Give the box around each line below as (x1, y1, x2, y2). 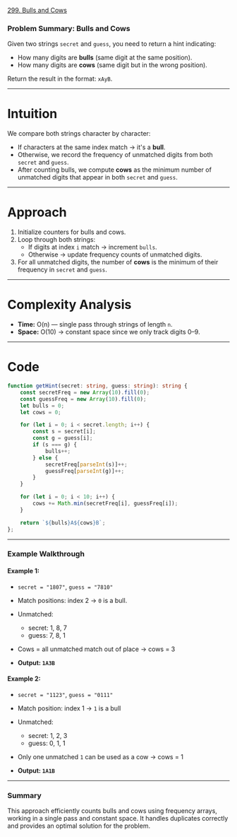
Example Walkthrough (7, 549, 85, 559)
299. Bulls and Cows (7, 6, 67, 14)
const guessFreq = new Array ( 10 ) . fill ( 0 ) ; (20, 395, 147, 402)
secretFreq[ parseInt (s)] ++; (44, 461, 128, 468)
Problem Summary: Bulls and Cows (7, 23, 130, 33)
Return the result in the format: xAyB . (7, 74, 113, 83)
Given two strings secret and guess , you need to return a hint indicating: (7, 40, 217, 48)
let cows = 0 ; (20, 409, 61, 416)
